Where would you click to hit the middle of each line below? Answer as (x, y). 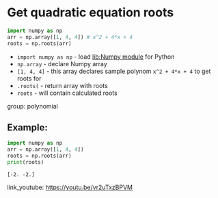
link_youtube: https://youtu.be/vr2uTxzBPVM (70, 187)
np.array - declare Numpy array (62, 63)
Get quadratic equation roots (91, 13)
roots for (29, 78)
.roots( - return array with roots (62, 85)
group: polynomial (32, 106)
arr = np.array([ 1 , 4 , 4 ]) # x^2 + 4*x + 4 (70, 37)
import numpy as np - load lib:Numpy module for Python (96, 57)
